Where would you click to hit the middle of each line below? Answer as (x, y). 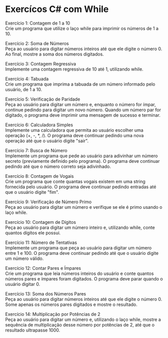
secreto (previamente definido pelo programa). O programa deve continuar (82, 161)
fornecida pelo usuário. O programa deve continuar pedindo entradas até (81, 187)
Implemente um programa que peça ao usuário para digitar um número (78, 248)
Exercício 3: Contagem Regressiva (41, 64)
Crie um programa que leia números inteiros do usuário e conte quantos (79, 273)
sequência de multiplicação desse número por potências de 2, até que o (80, 324)
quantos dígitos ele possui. (33, 233)
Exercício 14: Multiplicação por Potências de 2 (53, 314)
